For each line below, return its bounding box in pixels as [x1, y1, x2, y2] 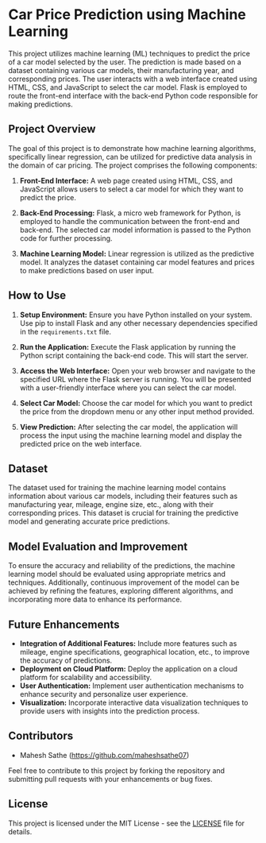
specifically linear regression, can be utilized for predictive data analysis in [8, 152, 253, 161]
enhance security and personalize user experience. [19, 690, 188, 698]
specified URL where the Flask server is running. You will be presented [19, 374, 252, 384]
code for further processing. [19, 233, 113, 243]
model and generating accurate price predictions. [8, 516, 171, 526]
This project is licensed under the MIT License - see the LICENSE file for [8, 818, 245, 828]
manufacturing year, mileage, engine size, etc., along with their [8, 500, 214, 509]
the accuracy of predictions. [19, 655, 113, 665]
